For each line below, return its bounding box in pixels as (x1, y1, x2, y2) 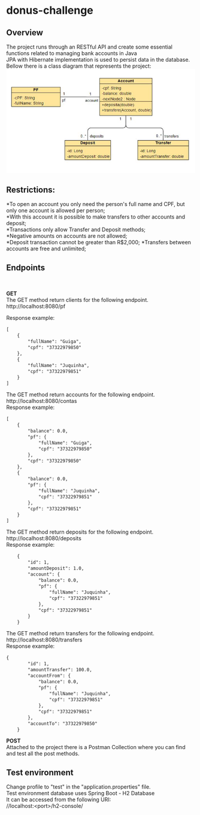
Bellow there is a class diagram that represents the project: (6, 62, 151, 69)
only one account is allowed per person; (6, 207, 105, 214)
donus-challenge (6, 4, 94, 17)
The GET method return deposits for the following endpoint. (6, 528, 154, 536)
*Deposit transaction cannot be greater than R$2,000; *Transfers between (6, 239, 192, 246)
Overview (6, 28, 44, 38)
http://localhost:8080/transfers (6, 636, 83, 644)
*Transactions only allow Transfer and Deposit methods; (6, 226, 146, 234)
